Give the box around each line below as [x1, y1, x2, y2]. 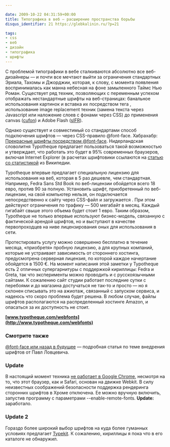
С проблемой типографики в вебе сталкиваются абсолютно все [5, 68, 145, 74]
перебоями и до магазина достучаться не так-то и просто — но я [5, 282, 148, 288]
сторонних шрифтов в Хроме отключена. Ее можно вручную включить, [5, 390, 161, 396]
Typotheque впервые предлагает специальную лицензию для [5, 169, 139, 176]
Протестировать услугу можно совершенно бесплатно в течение [5, 239, 148, 245]
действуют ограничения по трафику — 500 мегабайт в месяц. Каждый [5, 202, 160, 208]
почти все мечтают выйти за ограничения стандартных [40, 73, 161, 80]
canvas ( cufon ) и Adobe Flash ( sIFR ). [5, 117, 83, 123]
